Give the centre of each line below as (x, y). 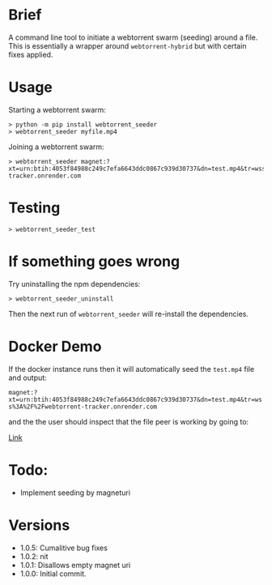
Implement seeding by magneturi (75, 493)
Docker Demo (55, 346)
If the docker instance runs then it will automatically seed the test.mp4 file (132, 369)
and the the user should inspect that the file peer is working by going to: (129, 421)
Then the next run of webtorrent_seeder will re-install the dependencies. (129, 314)
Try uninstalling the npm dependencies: (74, 284)
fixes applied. (31, 54)
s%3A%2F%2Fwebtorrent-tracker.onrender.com (83, 407)
